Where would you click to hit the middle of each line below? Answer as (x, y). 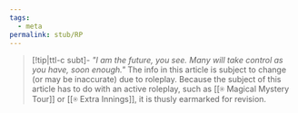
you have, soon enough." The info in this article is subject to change (159, 70)
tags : (20, 18)
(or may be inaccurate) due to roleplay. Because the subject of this (156, 80)
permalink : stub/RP (46, 34)
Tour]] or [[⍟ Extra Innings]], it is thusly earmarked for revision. (149, 99)
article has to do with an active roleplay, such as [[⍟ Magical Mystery (160, 89)
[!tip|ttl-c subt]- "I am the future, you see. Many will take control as (157, 61)
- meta (30, 26)
